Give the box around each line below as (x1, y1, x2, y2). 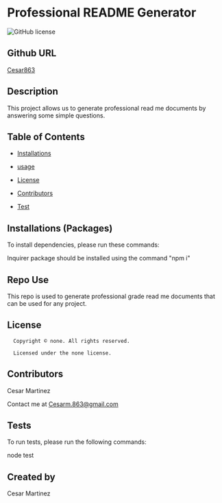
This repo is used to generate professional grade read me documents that (7, 292, 216, 300)
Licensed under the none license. (13, 349, 112, 357)
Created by (7, 471, 56, 482)
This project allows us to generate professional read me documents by (7, 104, 206, 112)
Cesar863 (7, 65, 36, 74)
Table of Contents (7, 131, 86, 142)
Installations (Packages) (7, 222, 113, 234)
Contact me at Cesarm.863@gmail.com (7, 400, 119, 408)
